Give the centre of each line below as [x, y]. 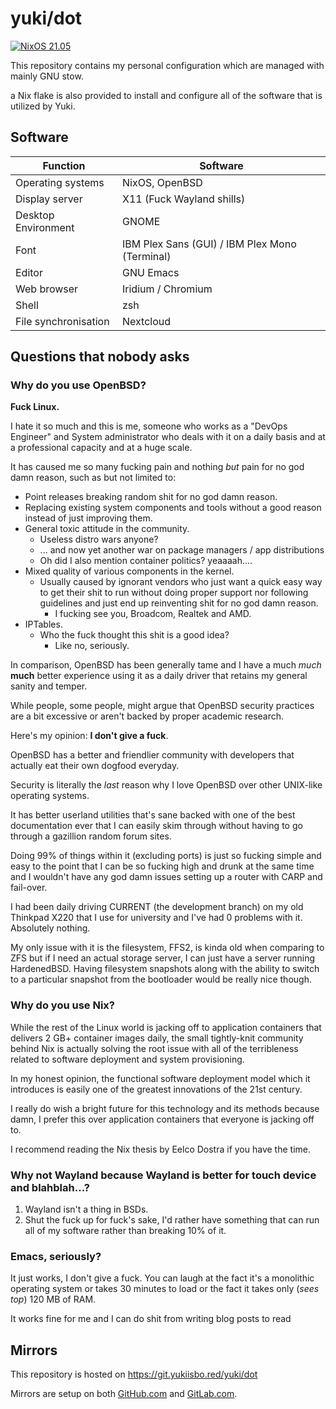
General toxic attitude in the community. [107, 529]
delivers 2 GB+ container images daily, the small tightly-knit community [157, 1038]
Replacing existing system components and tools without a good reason [173, 508]
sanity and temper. [49, 686]
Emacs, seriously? [56, 1256]
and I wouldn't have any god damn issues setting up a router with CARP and [166, 877]
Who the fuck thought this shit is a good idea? [134, 635]
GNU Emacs [151, 272]
